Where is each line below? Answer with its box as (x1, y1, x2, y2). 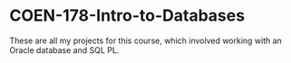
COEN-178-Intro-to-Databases (9, 5, 246, 26)
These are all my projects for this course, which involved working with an (9, 35, 283, 46)
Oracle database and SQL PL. (9, 44, 120, 55)
